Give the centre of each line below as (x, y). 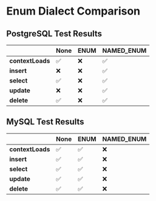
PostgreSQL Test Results (54, 34)
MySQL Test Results (45, 122)
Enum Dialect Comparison (73, 11)
